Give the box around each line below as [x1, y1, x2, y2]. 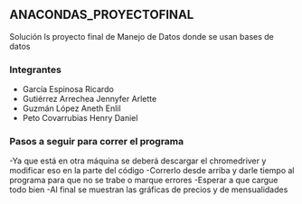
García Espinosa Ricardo [22, 84, 115, 95]
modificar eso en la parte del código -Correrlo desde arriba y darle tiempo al [9, 165, 295, 176]
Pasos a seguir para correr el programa [9, 135, 184, 148]
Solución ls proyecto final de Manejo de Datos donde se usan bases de [9, 31, 274, 42]
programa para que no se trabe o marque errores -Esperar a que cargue [9, 175, 278, 186]
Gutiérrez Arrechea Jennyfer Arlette [22, 94, 157, 105]
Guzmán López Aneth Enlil [22, 103, 121, 114]
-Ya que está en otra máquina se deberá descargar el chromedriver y [9, 155, 267, 166]
